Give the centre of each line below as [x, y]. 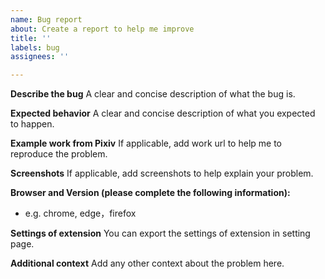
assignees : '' [40, 57]
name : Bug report [46, 19]
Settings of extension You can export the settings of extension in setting [160, 233]
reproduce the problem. [59, 154]
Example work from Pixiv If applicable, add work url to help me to [146, 143]
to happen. [32, 124]
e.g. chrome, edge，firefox [80, 213]
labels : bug [35, 47]
